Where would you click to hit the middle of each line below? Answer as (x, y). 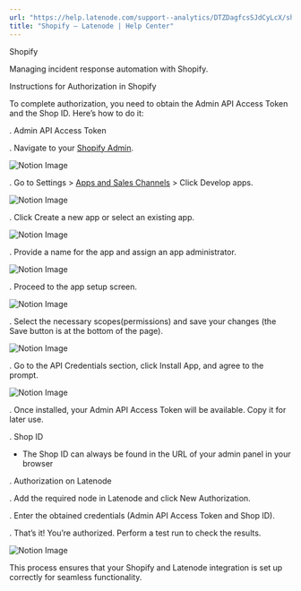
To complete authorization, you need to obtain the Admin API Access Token (149, 103)
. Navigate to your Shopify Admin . (72, 148)
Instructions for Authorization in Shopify (83, 86)
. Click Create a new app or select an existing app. (102, 217)
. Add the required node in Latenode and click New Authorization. (130, 498)
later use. (26, 419)
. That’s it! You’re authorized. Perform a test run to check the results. (135, 533)
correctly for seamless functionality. (76, 577)
